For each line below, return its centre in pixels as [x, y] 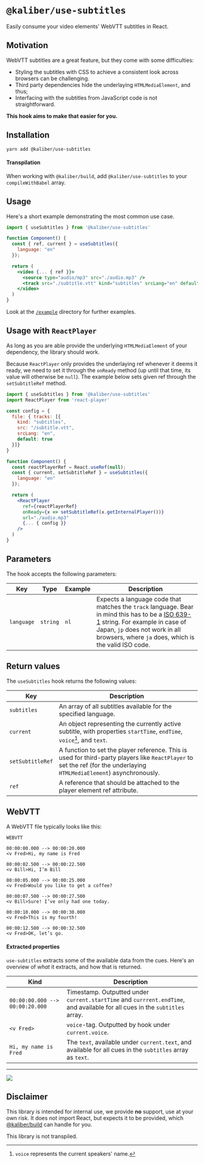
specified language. [87, 714]
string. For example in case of [144, 622]
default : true [35, 440]
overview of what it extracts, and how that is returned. [74, 967]
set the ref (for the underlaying [103, 765]
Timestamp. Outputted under [108, 992]
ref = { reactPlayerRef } [50, 506]
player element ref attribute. [98, 790]
